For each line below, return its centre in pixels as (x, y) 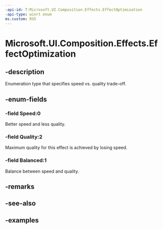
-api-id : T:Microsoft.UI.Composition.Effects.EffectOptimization (74, 10)
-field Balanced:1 (26, 160)
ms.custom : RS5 (21, 19)
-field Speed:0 (23, 113)
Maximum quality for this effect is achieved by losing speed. (66, 148)
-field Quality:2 (24, 137)
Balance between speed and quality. (42, 171)
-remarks (20, 187)
